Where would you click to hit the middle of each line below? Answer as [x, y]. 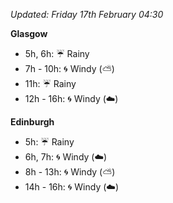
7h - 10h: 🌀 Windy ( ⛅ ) [69, 68]
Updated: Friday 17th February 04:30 [87, 14]
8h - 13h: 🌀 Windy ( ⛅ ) [70, 172]
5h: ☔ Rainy [49, 142]
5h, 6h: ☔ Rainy [57, 53]
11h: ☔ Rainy [50, 83]
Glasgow [29, 33]
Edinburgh [32, 122]
